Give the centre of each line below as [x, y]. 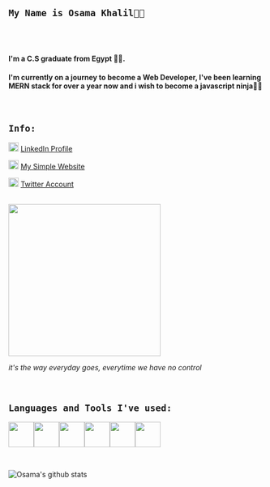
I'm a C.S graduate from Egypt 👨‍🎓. [67, 59]
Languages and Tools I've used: [90, 408]
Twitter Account [47, 184]
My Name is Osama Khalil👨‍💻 [77, 13]
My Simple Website [52, 167]
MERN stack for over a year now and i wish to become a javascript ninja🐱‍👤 [135, 86]
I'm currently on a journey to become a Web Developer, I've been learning [135, 77]
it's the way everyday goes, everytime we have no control [105, 368]
